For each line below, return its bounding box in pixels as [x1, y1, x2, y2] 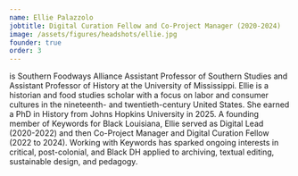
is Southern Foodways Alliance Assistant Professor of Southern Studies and [9, 71, 288, 81]
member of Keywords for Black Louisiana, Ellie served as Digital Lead [9, 118, 264, 130]
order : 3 [9, 46, 42, 55]
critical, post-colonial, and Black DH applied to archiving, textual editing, [9, 147, 275, 157]
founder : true [9, 38, 62, 47]
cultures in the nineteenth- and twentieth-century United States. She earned [9, 99, 290, 110]
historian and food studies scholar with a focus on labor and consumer [9, 90, 269, 101]
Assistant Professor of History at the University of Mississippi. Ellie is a [9, 80, 269, 91]
